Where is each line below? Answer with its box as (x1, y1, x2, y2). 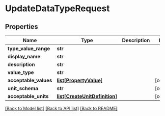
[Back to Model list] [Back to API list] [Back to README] (5, 106, 118, 111)
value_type (7, 69, 34, 76)
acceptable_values (7, 77, 53, 84)
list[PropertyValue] (56, 77, 103, 84)
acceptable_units (7, 93, 49, 99)
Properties (5, 23, 38, 31)
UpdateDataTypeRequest (5, 3, 110, 14)
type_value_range (7, 45, 50, 52)
